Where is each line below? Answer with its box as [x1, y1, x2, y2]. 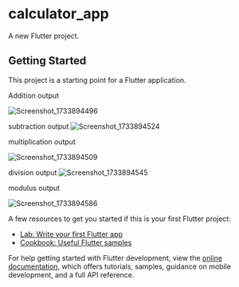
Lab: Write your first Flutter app [19, 229, 123, 239]
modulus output [8, 183, 61, 192]
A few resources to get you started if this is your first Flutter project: [8, 214, 231, 223]
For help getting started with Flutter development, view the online [8, 253, 223, 262]
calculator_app [8, 5, 109, 23]
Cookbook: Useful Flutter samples [19, 238, 132, 247]
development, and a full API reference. [8, 270, 135, 279]
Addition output [8, 91, 60, 100]
